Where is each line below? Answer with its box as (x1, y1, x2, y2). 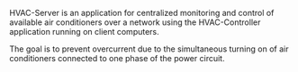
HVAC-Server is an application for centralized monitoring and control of (9, 8, 275, 18)
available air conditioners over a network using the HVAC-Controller (9, 17, 261, 28)
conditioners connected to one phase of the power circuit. (9, 53, 225, 63)
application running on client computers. (9, 27, 159, 36)
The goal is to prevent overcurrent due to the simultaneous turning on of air (9, 44, 289, 54)
